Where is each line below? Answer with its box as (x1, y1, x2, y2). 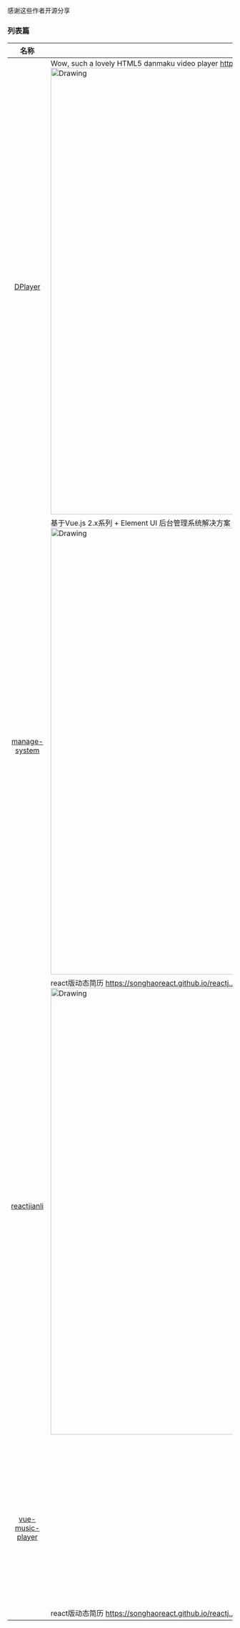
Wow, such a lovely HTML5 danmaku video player (50, 59, 219, 69)
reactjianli (11, 1201, 44, 1211)
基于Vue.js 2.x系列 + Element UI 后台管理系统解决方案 (50, 518, 231, 528)
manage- (11, 737, 44, 747)
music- (14, 1523, 40, 1533)
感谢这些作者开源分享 (7, 6, 70, 14)
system (15, 745, 40, 755)
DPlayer (14, 282, 41, 292)
